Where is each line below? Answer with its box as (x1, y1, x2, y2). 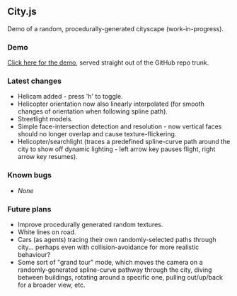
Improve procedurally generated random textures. (17, 220, 163, 229)
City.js (7, 6, 37, 18)
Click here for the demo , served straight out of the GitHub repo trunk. (7, 58, 209, 67)
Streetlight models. (17, 115, 73, 124)
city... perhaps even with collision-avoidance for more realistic (17, 243, 200, 251)
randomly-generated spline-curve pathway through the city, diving (17, 265, 212, 274)
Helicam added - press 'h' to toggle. (17, 92, 123, 101)
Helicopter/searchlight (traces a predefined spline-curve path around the (17, 138, 231, 146)
